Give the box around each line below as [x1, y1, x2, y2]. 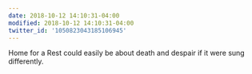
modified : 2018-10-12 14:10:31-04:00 [8, 19, 134, 27]
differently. [8, 56, 44, 66]
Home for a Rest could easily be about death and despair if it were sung [8, 49, 246, 58]
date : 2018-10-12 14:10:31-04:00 [8, 11, 120, 20]
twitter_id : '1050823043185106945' [8, 26, 127, 34]
